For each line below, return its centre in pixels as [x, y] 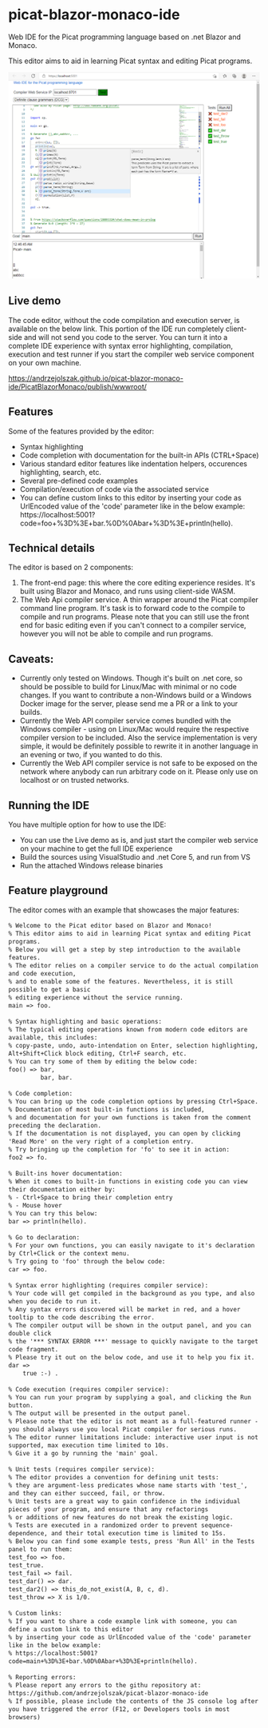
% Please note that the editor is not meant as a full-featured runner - [134, 1421]
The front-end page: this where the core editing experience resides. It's [137, 583]
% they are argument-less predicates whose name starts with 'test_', [128, 1485]
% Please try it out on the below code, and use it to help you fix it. [132, 1357]
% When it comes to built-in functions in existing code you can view [128, 1181]
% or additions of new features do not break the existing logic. [121, 1517]
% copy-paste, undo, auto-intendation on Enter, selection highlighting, [134, 1045]
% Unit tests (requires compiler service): [82, 1469]
